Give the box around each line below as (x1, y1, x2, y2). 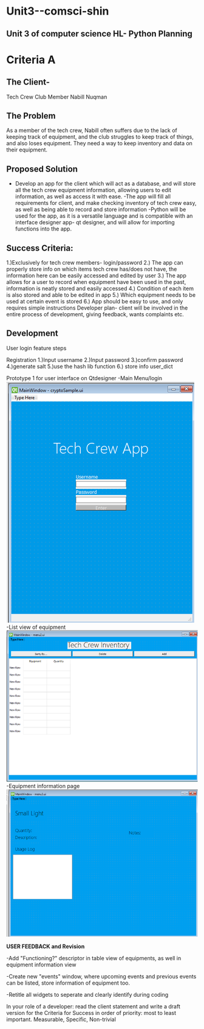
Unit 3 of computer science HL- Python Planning (6, 29, 192, 39)
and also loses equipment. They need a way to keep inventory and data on (6, 140, 193, 147)
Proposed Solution (6, 164, 78, 174)
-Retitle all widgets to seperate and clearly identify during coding (6, 991, 169, 998)
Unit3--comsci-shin (6, 4, 109, 18)
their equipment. (6, 146, 47, 153)
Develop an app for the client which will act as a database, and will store (15, 180, 196, 187)
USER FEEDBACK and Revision (6, 943, 85, 950)
